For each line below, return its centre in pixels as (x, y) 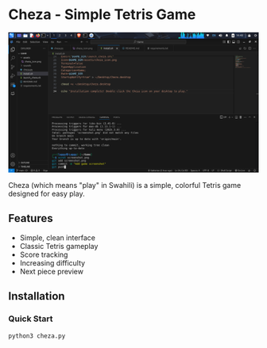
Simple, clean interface (58, 237)
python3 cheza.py (37, 336)
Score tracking (44, 254)
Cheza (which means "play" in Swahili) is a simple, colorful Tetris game (125, 185)
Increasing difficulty (52, 262)
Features (31, 218)
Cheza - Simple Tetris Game (102, 15)
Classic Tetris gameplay (59, 246)
